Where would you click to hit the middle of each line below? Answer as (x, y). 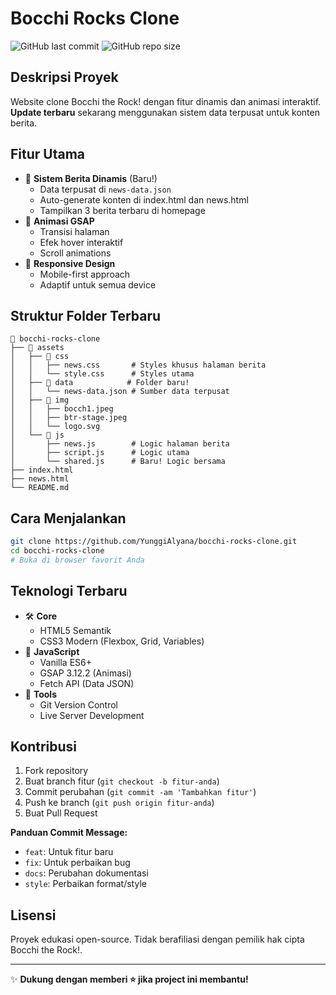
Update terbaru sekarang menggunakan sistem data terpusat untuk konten (165, 112)
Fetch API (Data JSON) (87, 683)
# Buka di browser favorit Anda (77, 560)
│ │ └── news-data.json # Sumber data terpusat (120, 392)
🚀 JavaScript (52, 651)
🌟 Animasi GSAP (59, 221)
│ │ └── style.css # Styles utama (102, 374)
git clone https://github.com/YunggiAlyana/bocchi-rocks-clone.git (154, 542)
